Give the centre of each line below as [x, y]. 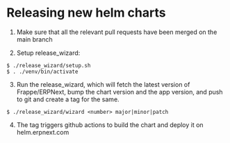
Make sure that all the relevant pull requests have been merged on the [117, 32]
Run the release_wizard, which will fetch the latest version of [103, 84]
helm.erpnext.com [43, 132]
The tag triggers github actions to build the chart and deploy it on [110, 125]
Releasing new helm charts [86, 13]
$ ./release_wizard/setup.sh [49, 65]
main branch [34, 39]
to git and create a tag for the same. [68, 99]
